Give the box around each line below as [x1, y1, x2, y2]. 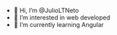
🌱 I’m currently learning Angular [13, 21, 105, 28]
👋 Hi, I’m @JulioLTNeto [13, 7, 79, 14]
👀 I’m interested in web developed [13, 13, 110, 22]
